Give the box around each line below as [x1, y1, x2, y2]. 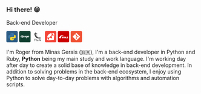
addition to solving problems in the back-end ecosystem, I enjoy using [6, 68, 182, 75]
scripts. [6, 81, 25, 88]
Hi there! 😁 [6, 5, 41, 14]
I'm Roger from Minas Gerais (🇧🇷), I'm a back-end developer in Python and [6, 48, 196, 56]
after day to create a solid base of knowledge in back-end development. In [6, 61, 193, 69]
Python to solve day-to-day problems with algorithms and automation [6, 75, 180, 82]
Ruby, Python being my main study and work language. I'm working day [6, 55, 186, 63]
